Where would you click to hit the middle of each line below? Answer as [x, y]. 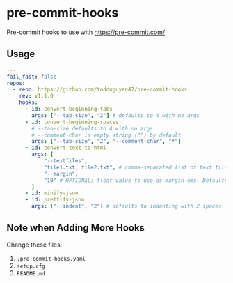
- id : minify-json [51, 193]
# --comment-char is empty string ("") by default [106, 135]
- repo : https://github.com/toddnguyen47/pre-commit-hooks [100, 90]
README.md [31, 273]
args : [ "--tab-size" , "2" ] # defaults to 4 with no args [115, 115]
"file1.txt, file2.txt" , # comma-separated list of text [128, 167]
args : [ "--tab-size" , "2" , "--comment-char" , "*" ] [106, 141]
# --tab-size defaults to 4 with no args [93, 128]
